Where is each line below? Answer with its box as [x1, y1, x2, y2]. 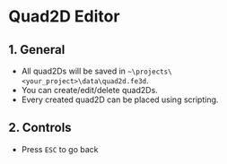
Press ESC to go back [21, 143, 100, 154]
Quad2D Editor [8, 6, 120, 27]
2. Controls [8, 120, 73, 135]
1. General [8, 42, 65, 57]
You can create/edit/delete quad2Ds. [21, 85, 158, 95]
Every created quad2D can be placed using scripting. [21, 94, 219, 105]
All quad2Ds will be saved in [21, 65, 127, 76]
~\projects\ [127, 67, 172, 76]
